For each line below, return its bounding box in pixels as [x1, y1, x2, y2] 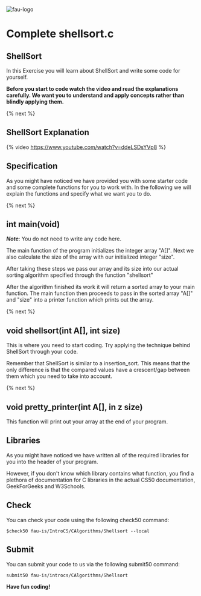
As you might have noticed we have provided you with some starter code [6, 177, 188, 184]
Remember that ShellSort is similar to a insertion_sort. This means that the [6, 360, 190, 367]
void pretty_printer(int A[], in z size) [6, 402, 143, 412]
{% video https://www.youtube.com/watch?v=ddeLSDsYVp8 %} [6, 143, 166, 151]
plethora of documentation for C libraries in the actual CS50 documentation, [6, 476, 196, 483]
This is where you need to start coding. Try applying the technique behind [6, 342, 190, 349]
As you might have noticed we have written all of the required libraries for [6, 451, 189, 459]
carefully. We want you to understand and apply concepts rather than [6, 91, 185, 99]
